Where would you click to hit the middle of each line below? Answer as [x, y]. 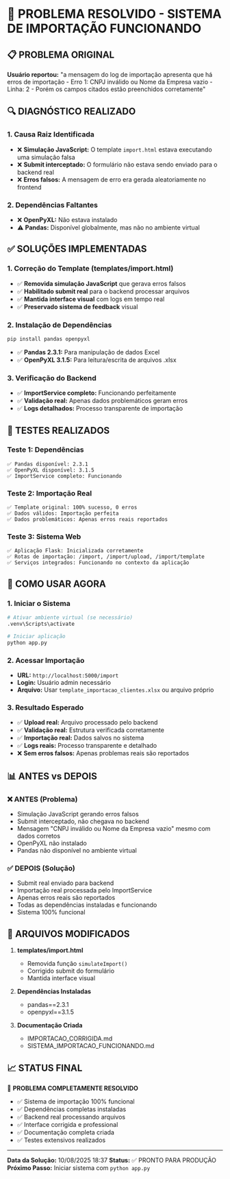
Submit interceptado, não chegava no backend [83, 821]
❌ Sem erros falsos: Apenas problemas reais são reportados [103, 753]
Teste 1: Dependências [46, 450]
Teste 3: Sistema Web [44, 537]
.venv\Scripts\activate [41, 624]
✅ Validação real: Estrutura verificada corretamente [90, 730]
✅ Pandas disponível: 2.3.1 [48, 464]
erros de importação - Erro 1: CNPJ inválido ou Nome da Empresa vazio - [110, 82]
